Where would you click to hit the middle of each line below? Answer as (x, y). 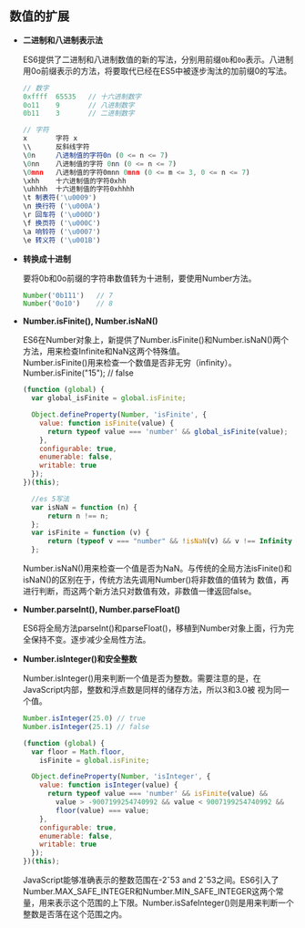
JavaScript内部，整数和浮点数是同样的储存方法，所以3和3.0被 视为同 (152, 690)
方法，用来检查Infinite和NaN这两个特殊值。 (103, 351)
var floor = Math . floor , (78, 752)
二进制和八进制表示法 (62, 40)
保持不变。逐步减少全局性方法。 (91, 640)
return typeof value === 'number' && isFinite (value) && (158, 794)
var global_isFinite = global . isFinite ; (109, 398)
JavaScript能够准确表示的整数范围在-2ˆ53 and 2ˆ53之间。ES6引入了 (151, 880)
